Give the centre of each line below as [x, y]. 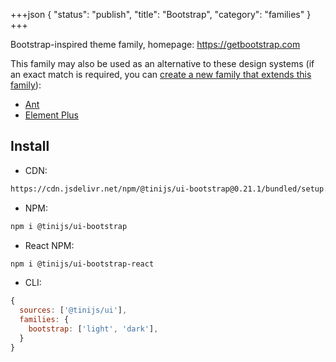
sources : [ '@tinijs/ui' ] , [73, 310]
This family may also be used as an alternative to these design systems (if [162, 63]
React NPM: [49, 245]
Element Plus [51, 115]
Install [30, 146]
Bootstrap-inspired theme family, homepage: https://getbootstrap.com [155, 44]
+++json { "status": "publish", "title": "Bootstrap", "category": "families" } [161, 14]
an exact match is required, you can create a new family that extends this [161, 74]
